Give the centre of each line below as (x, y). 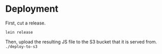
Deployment (32, 9)
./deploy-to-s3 (21, 46)
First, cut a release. (26, 23)
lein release (19, 32)
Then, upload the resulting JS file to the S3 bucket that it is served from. (81, 42)
